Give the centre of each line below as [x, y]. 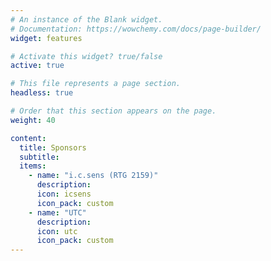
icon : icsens [64, 194]
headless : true [42, 93]
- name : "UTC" [57, 212]
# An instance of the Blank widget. [86, 19]
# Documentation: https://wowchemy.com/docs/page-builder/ [136, 29]
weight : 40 [33, 120]
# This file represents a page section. [96, 84]
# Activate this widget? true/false [86, 56]
